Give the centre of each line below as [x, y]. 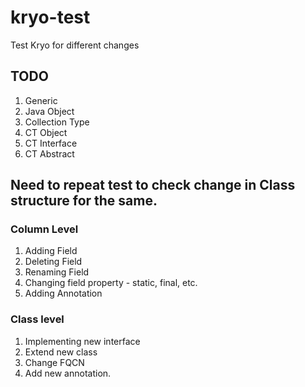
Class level [37, 319]
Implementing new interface [82, 341]
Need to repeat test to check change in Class [153, 185]
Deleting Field [53, 262]
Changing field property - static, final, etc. [111, 283]
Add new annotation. [68, 373]
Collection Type [57, 122]
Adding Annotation [63, 293]
